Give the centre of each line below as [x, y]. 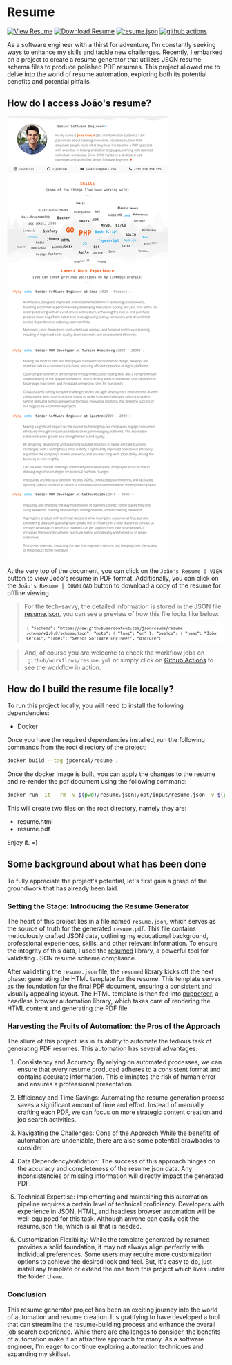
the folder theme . [40, 1276]
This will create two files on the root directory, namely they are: [97, 809]
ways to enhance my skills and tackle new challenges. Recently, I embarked [115, 52]
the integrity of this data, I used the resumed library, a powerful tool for [108, 951]
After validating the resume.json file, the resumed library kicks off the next [110, 971]
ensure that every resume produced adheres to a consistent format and [119, 1069]
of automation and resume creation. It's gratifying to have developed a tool [113, 1316]
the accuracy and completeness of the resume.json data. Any [105, 1169]
